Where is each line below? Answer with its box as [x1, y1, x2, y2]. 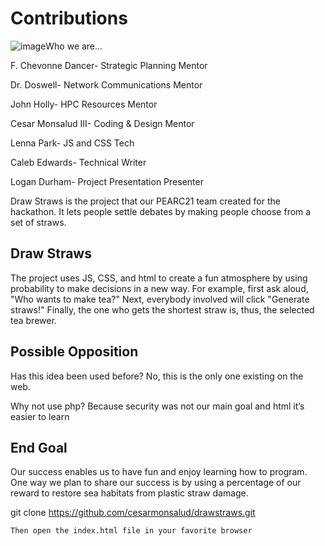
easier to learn [10, 410, 70, 422]
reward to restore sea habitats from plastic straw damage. [10, 487, 249, 499]
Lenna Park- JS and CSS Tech [10, 137, 135, 149]
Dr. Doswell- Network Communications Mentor [10, 78, 203, 91]
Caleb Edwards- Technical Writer [10, 156, 147, 168]
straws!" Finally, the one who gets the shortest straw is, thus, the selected [10, 303, 315, 316]
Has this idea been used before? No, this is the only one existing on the [10, 370, 304, 382]
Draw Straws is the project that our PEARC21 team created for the [10, 195, 281, 207]
